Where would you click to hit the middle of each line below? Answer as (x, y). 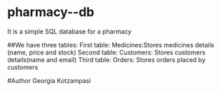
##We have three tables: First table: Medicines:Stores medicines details (111, 45)
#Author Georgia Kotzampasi (49, 80)
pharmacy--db (51, 12)
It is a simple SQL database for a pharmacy (69, 31)
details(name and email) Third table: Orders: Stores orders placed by (106, 59)
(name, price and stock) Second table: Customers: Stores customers (106, 52)
